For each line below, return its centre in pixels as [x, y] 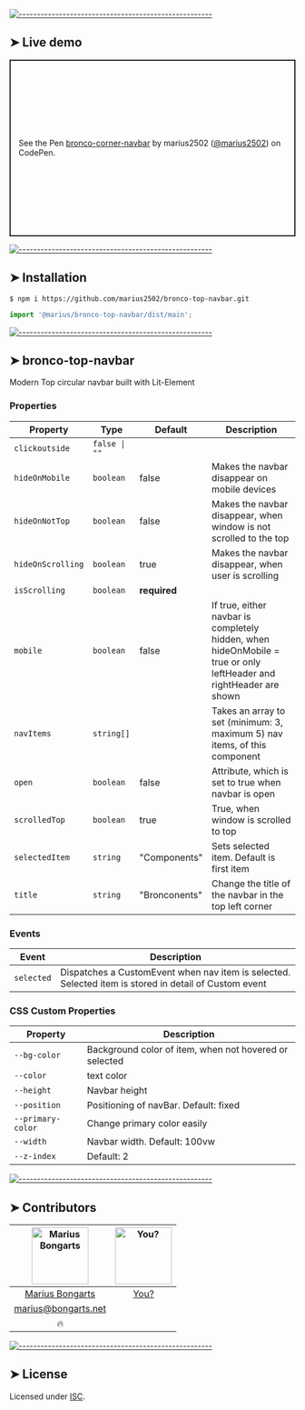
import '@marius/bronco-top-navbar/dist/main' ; [101, 315]
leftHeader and [244, 673]
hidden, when [241, 639]
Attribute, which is [250, 771]
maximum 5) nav [247, 734]
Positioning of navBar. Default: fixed [163, 1105]
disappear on [240, 477]
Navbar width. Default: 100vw [151, 1142]
